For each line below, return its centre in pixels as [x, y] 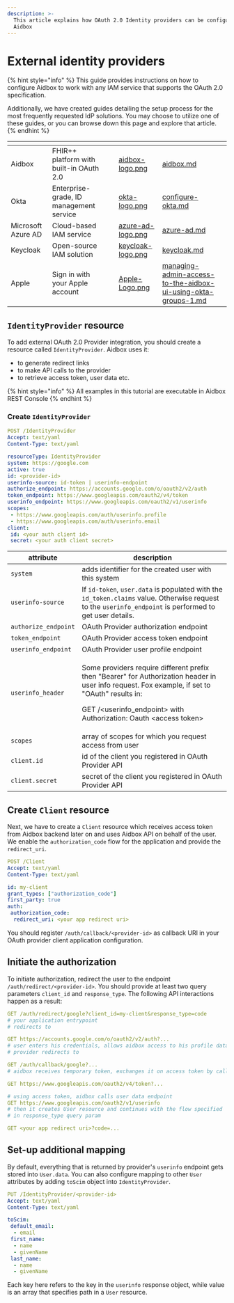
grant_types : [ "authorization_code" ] [62, 894]
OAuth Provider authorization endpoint [145, 627]
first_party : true [34, 900]
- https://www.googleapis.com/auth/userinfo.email [85, 521]
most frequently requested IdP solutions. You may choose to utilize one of [113, 116]
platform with [73, 159]
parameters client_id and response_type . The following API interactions [111, 993]
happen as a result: [35, 1001]
